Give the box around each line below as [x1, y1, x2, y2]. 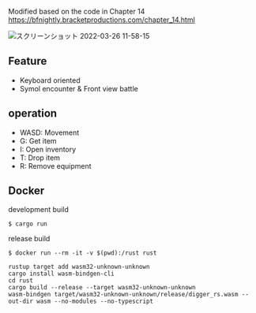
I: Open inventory [19, 144, 77, 154]
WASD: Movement [19, 128, 80, 137]
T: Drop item [19, 153, 61, 162]
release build [8, 234, 51, 244]
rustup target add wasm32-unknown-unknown [8, 263, 150, 271]
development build [8, 205, 69, 214]
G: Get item [19, 136, 57, 145]
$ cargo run [8, 220, 47, 228]
